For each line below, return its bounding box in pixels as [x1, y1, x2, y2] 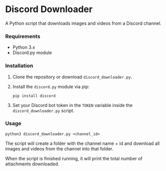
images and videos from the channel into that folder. [5, 145, 114, 152]
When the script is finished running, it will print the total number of [5, 155, 142, 161]
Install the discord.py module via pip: [12, 83, 90, 89]
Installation [5, 62, 34, 69]
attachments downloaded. [5, 160, 59, 167]
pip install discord [12, 93, 56, 98]
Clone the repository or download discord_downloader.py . [12, 74, 132, 80]
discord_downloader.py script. [12, 107, 74, 113]
